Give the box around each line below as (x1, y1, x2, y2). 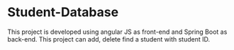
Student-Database (7, 4, 119, 20)
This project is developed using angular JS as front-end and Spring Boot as (7, 27, 228, 36)
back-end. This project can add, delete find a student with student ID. (7, 35, 211, 43)
